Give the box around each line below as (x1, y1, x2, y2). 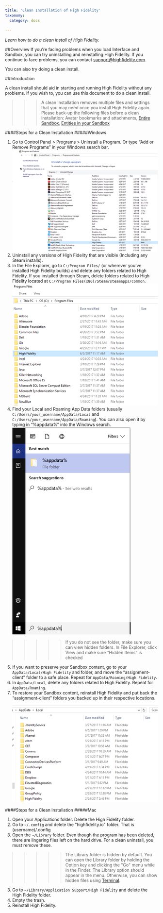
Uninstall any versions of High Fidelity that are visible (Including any (12, 252, 148, 258)
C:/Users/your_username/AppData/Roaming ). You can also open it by (12, 416, 146, 422)
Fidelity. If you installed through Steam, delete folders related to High (12, 272, 150, 279)
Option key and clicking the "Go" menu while (65, 862, 155, 868)
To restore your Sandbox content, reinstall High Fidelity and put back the (12, 690, 158, 695)
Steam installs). (12, 257, 43, 263)
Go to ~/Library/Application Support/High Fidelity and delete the (12, 887, 148, 893)
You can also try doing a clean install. (5, 66, 80, 72)
